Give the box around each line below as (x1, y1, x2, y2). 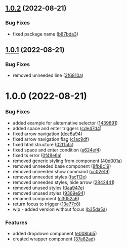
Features (5, 219, 28, 226)
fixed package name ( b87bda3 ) (12, 30, 78, 37)
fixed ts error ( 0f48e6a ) (12, 152, 62, 158)
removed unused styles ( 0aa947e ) (12, 184, 84, 191)
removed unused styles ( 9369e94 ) (12, 190, 86, 196)
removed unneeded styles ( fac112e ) (12, 174, 87, 180)
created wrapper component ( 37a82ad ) (12, 236, 95, 242)
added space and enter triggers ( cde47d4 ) (12, 125, 102, 131)
